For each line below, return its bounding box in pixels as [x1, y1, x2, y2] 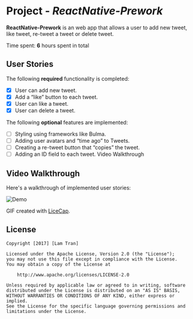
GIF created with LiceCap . [6, 207, 71, 214]
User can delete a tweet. [14, 106, 76, 114]
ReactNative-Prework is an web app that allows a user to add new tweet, [6, 24, 188, 31]
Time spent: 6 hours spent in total [6, 42, 90, 49]
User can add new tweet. [14, 87, 77, 94]
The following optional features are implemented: [6, 119, 128, 126]
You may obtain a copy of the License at [6, 261, 111, 267]
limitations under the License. [6, 308, 87, 314]
